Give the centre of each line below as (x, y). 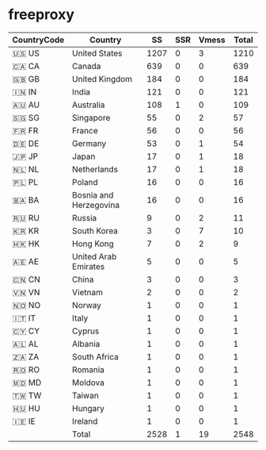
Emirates (89, 266)
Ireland (85, 421)
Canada (87, 66)
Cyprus (86, 331)
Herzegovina (96, 205)
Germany (89, 143)
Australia (89, 105)
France (85, 130)
